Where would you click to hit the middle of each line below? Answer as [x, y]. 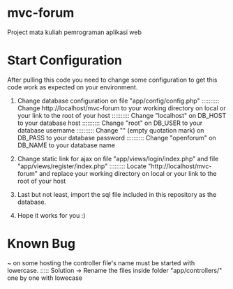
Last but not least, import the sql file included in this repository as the [117, 194]
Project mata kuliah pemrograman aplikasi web [74, 32]
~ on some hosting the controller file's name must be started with [101, 262]
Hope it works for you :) [51, 215]
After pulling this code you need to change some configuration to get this [112, 80]
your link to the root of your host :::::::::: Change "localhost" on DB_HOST [122, 115]
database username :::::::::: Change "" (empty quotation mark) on [111, 130]
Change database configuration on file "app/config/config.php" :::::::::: [118, 101]
